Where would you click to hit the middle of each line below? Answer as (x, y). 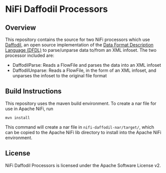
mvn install (17, 118)
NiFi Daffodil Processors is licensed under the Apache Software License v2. (83, 165)
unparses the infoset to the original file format (59, 76)
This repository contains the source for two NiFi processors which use (77, 39)
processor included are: (30, 55)
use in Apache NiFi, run (29, 109)
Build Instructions (33, 91)
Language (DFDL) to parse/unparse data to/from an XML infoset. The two (81, 50)
